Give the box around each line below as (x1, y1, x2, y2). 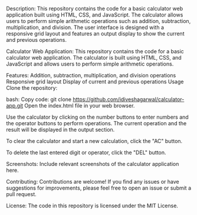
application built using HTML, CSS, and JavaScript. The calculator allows (6, 11, 183, 18)
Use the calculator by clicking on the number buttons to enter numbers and (6, 113, 189, 120)
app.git (6, 102, 24, 109)
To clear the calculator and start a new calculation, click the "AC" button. (6, 138, 183, 144)
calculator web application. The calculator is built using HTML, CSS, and (6, 54, 182, 61)
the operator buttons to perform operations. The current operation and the (6, 120, 187, 126)
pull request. (6, 191, 37, 197)
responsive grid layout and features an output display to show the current (6, 30, 185, 37)
